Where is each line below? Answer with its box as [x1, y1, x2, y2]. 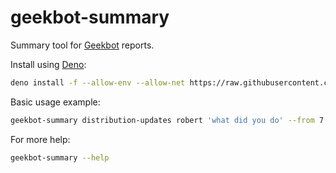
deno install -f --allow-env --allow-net [10, 77, 186, 88]
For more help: [10, 133, 71, 145]
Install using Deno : [10, 58, 87, 70]
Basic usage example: [10, 96, 101, 108]
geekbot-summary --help [10, 152, 110, 163]
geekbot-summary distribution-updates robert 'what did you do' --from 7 [10, 115, 325, 125]
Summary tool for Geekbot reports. [10, 39, 155, 51]
